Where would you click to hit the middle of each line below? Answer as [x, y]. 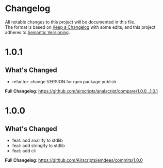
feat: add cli [24, 150]
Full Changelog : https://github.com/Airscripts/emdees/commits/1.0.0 [74, 160]
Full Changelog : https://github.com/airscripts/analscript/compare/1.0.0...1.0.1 [81, 91]
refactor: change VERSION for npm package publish [64, 81]
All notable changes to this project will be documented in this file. [70, 22]
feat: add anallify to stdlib [37, 140]
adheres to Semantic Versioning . [38, 32]
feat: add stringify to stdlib [38, 145]
